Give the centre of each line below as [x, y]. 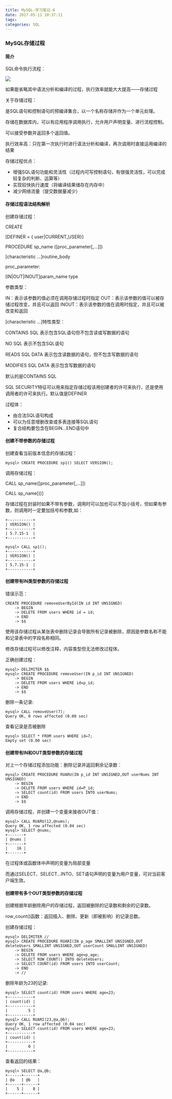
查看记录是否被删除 [26, 726]
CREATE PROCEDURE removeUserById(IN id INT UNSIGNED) [64, 603]
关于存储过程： [21, 100]
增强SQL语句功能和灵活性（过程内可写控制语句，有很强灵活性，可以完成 [89, 172]
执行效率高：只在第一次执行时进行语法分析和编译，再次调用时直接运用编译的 [86, 144]
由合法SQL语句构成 [33, 415]
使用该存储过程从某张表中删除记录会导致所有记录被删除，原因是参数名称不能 [86, 631]
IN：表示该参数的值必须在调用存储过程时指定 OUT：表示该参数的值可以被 [83, 298]
